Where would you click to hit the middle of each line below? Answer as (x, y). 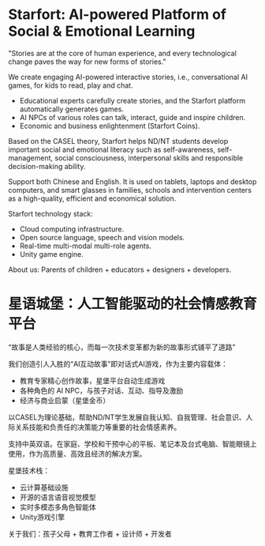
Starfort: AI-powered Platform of (118, 15)
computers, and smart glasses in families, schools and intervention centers (130, 190)
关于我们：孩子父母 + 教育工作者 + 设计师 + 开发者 (90, 533)
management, (31, 158)
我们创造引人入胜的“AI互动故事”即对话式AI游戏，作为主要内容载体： (118, 363)
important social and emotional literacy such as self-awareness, (112, 149)
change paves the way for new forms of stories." (88, 62)
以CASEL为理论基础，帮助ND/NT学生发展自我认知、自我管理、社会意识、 (127, 417)
